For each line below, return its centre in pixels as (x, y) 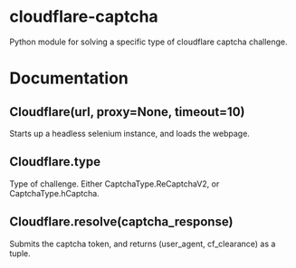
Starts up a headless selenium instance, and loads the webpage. (130, 133)
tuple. (20, 253)
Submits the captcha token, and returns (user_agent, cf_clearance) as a (143, 244)
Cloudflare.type (55, 162)
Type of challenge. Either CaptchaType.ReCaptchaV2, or (115, 184)
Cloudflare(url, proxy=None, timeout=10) (127, 112)
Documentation (69, 78)
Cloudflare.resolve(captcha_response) (121, 222)
